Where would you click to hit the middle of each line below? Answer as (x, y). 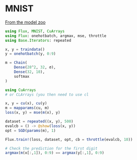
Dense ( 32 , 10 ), (29, 72)
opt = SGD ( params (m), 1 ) (30, 130)
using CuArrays (21, 90)
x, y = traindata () (25, 49)
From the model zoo (25, 22)
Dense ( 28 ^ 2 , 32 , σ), (35, 67)
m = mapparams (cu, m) (27, 108)
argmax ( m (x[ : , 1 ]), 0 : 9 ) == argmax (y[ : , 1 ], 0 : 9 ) (55, 153)
